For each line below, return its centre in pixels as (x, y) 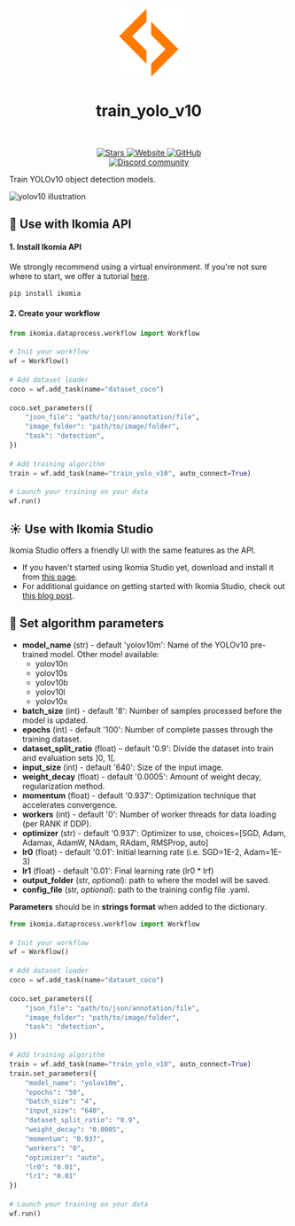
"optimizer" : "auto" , (65, 1158)
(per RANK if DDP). (57, 823)
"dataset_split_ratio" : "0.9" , (83, 1121)
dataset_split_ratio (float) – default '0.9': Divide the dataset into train (147, 748)
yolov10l (50, 692)
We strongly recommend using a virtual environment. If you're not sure (138, 267)
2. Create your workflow (54, 313)
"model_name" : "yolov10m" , (75, 1082)
